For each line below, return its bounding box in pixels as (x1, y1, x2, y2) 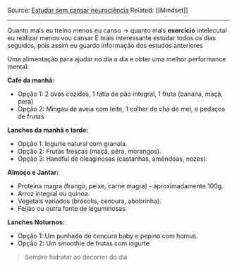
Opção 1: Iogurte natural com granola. (17, 140, 128, 147)
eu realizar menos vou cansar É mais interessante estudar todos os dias (7, 34, 217, 42)
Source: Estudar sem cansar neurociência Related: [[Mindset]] (7, 6, 188, 14)
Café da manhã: (7, 76, 55, 84)
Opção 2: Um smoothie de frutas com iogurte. (17, 239, 152, 248)
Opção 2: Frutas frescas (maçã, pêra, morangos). (17, 147, 162, 155)
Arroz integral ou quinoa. (17, 190, 90, 197)
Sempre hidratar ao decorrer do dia (24, 253, 128, 261)
